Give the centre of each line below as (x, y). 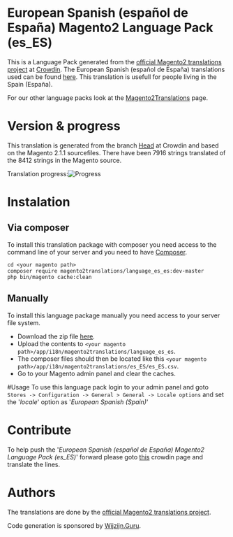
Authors (31, 493)
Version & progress (64, 126)
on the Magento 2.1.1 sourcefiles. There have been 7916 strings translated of (116, 152)
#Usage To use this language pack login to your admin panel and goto (108, 387)
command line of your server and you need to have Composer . (97, 252)
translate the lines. (34, 464)
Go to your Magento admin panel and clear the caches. (96, 373)
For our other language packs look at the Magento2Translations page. (107, 98)
